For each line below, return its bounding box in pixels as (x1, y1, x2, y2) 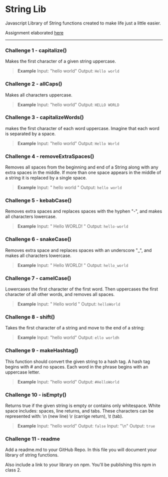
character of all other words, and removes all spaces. (5, 291, 115, 297)
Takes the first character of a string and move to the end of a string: (5, 325, 145, 331)
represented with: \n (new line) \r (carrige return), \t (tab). (5, 413, 123, 419)
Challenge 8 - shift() (5, 313, 55, 320)
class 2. (5, 467, 21, 473)
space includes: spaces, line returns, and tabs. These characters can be (5, 407, 154, 413)
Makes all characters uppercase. (5, 91, 72, 98)
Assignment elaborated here (5, 29, 64, 35)
